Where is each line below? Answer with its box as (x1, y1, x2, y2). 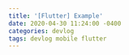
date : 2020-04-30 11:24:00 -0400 (8, 19, 122, 27)
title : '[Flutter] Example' (8, 11, 104, 20)
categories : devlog (8, 27, 75, 35)
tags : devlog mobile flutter (8, 34, 107, 43)
